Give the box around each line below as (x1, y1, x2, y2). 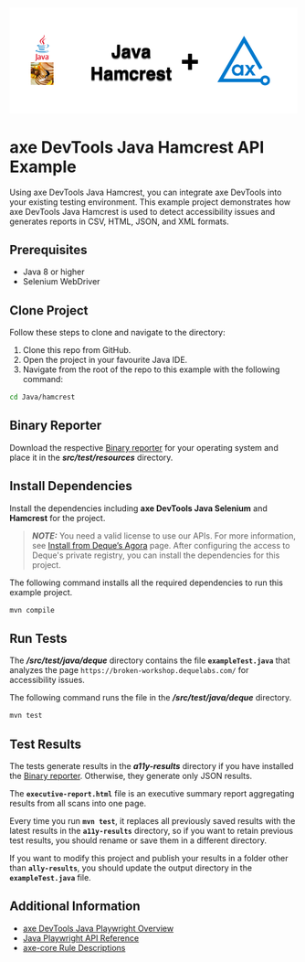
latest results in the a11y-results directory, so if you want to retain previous (9, 826, 294, 837)
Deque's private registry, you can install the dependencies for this (31, 550, 280, 561)
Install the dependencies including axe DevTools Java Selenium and (9, 502, 268, 514)
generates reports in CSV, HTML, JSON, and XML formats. (9, 216, 230, 227)
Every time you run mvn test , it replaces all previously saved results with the (9, 816, 296, 827)
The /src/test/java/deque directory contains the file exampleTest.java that (9, 655, 290, 666)
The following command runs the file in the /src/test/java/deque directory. (9, 692, 292, 703)
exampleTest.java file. (9, 872, 91, 883)
